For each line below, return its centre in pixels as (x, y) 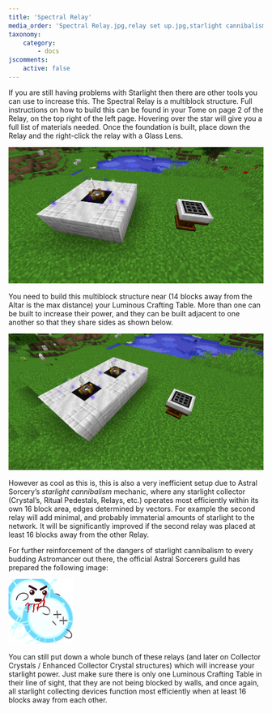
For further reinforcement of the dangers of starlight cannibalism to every (131, 551)
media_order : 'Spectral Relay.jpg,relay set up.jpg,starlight (115, 26)
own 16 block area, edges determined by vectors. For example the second (132, 509)
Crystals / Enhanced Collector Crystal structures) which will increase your (132, 666)
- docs (49, 52)
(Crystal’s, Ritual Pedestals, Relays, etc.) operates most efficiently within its (134, 500)
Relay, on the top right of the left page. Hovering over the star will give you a (136, 118)
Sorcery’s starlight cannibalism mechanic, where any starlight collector (127, 492)
